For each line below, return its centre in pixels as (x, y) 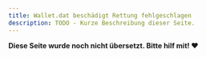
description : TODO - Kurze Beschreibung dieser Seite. (102, 23)
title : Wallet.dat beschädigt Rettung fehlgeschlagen (100, 15)
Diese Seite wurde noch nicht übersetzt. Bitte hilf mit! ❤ (103, 45)
